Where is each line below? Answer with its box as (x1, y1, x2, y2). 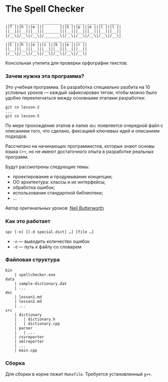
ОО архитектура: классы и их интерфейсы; (12, 179, 106, 185)
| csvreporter (14, 334, 44, 339)
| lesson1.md (14, 294, 42, 300)
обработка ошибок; (12, 184, 55, 190)
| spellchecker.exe (14, 272, 56, 277)
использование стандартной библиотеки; (12, 190, 103, 196)
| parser (14, 326, 33, 331)
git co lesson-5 (5, 114, 40, 119)
